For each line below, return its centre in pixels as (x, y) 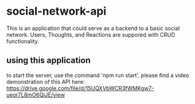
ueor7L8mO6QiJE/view (36, 95)
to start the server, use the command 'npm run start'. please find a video (98, 75)
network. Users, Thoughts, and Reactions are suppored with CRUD (91, 34)
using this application (48, 60)
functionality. (23, 41)
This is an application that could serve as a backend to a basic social (93, 28)
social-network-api (56, 11)
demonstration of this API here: (46, 81)
